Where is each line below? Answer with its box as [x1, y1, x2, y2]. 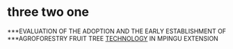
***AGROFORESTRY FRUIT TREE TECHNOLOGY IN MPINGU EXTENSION [7, 34, 219, 42]
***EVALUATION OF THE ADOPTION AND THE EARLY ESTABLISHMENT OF [7, 27, 227, 35]
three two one [7, 4, 89, 20]
